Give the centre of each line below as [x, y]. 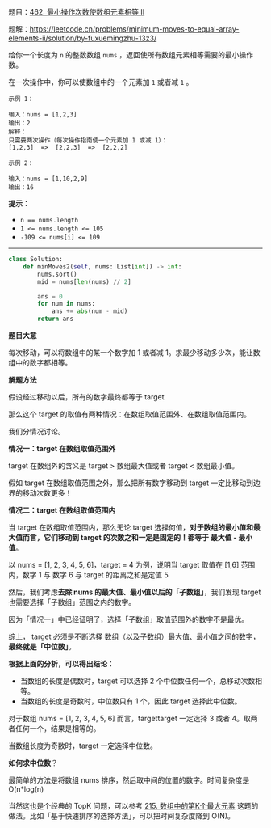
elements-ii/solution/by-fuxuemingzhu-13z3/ [83, 38]
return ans [56, 319]
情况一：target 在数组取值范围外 [62, 448]
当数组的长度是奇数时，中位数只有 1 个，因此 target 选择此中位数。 [131, 701]
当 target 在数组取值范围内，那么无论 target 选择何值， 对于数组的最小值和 [131, 527]
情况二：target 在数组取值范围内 [62, 510]
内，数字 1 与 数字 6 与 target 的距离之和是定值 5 [89, 575]
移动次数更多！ [47, 493]
